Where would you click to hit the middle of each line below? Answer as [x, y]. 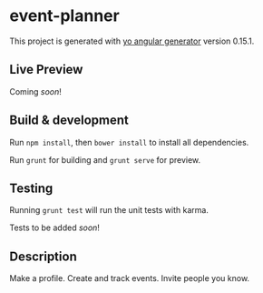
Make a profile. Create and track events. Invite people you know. [130, 278]
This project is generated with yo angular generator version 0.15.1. [132, 41]
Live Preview [46, 70]
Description [43, 256]
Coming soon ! [35, 91]
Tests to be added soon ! [54, 227]
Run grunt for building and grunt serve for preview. [105, 159]
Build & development [69, 121]
